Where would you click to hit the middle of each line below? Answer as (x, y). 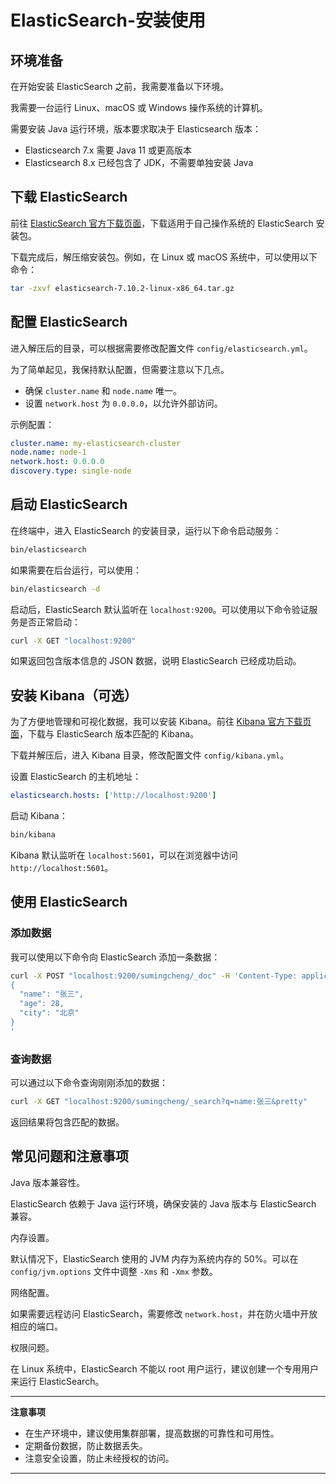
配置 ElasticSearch (69, 322)
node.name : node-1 (48, 452)
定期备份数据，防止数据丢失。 (86, 1445)
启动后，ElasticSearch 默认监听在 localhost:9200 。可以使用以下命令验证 (160, 609)
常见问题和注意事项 (69, 1156)
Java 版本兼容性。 (48, 1182)
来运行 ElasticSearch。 (57, 1381)
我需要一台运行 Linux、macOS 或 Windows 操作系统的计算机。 (139, 107)
